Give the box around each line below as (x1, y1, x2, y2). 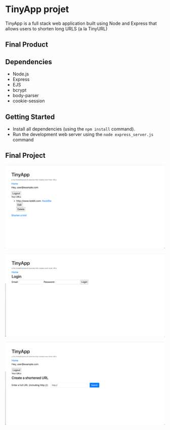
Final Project (5, 151, 46, 160)
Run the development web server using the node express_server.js (12, 131, 154, 137)
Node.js (12, 71, 29, 77)
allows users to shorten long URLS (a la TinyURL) (5, 25, 108, 31)
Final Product (5, 40, 48, 49)
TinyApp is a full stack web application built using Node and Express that (5, 20, 157, 26)
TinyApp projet (5, 4, 69, 15)
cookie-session (12, 98, 45, 104)
